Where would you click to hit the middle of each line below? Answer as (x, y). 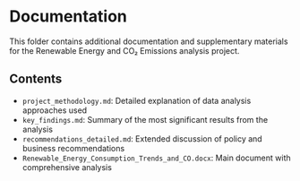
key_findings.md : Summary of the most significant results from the (145, 119)
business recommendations (73, 148)
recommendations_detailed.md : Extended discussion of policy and (142, 138)
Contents (36, 79)
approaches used (55, 110)
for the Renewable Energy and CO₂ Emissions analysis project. (124, 50)
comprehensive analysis (67, 167)
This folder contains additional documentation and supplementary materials (149, 41)
